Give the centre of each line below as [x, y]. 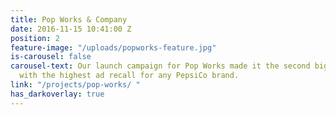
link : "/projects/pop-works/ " [75, 85]
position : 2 [35, 38]
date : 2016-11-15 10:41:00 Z [71, 29]
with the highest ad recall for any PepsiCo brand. [129, 76]
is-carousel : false [51, 57]
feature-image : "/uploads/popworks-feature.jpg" [113, 47]
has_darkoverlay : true [57, 94]
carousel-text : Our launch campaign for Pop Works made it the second [160, 66]
